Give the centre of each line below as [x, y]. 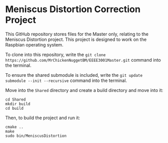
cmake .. [14, 127]
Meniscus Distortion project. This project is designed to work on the [76, 39]
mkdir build [18, 104]
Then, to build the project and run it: [43, 118]
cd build [14, 108]
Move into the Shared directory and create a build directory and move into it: [84, 90]
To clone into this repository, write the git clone [56, 55]
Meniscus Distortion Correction [73, 9]
